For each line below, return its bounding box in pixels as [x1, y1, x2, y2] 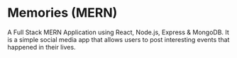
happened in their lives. [7, 43, 76, 51]
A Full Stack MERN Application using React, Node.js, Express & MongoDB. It [7, 28, 229, 36]
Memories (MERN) [7, 5, 118, 21]
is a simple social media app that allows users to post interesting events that [7, 35, 230, 43]
